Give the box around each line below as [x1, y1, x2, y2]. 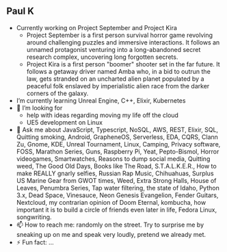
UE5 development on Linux [26, 118, 103, 126]
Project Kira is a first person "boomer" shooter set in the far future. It [26, 60, 220, 68]
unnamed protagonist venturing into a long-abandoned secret [26, 45, 201, 53]
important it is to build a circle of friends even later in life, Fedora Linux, [16, 205, 217, 214]
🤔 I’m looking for [16, 103, 63, 112]
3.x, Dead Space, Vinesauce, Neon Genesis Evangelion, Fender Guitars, [16, 191, 219, 199]
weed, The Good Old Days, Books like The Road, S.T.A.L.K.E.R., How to [16, 162, 217, 170]
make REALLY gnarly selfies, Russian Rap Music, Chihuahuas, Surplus [16, 169, 214, 177]
